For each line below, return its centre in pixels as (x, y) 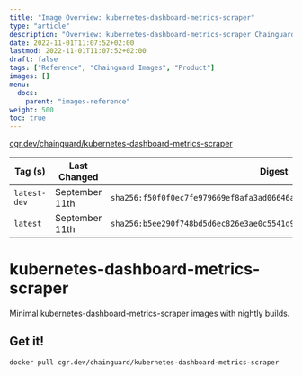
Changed (78, 177)
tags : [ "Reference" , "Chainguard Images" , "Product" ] (112, 68)
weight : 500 (31, 110)
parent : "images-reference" (78, 101)
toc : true (28, 118)
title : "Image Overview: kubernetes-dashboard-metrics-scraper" (132, 18)
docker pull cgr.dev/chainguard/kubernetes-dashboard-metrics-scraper (144, 362)
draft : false (34, 59)
